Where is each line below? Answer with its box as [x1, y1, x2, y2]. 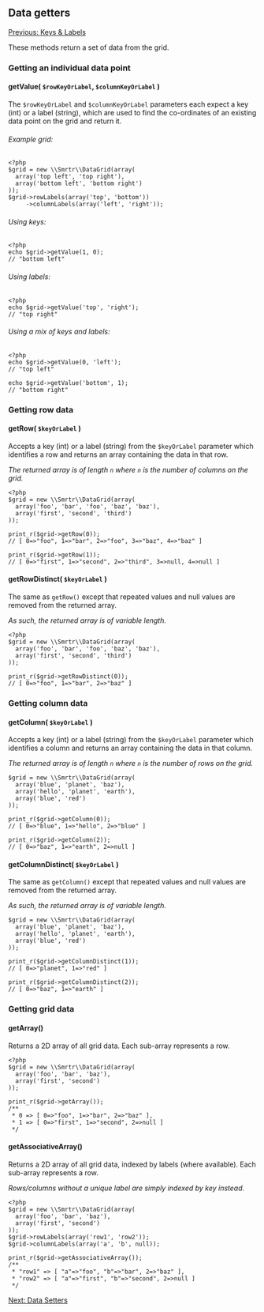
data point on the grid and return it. [8, 116, 122, 126]
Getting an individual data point [8, 62, 132, 74]
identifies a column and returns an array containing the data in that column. [8, 743, 253, 753]
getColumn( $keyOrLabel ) [8, 717, 93, 726]
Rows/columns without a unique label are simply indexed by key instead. [8, 1183, 245, 1193]
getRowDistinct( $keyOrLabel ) [8, 575, 108, 584]
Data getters [8, 6, 71, 20]
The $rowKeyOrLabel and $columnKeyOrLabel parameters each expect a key [8, 99, 249, 109]
